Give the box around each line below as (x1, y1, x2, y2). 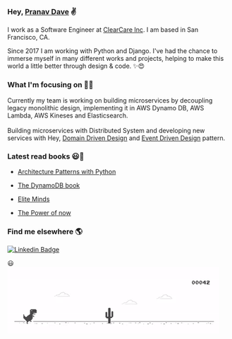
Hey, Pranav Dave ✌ (7, 6, 77, 16)
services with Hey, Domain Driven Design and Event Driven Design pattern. (7, 134, 226, 142)
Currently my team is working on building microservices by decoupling (7, 96, 213, 105)
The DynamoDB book (17, 180, 80, 190)
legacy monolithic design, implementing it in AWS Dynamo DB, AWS (7, 103, 204, 112)
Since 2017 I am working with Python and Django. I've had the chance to (7, 47, 218, 55)
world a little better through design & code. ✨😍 (7, 62, 145, 70)
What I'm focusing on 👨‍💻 (7, 80, 94, 90)
